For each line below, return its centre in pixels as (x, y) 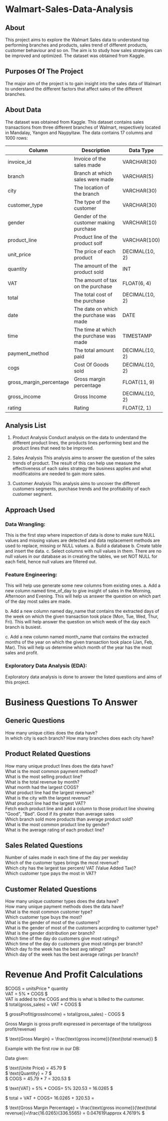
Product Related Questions (48, 754)
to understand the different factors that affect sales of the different (74, 89)
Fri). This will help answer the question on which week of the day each (78, 622)
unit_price (19, 254)
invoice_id (19, 162)
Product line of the (95, 237)
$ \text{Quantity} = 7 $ (28, 1073)
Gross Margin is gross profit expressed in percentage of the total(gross (78, 1024)
